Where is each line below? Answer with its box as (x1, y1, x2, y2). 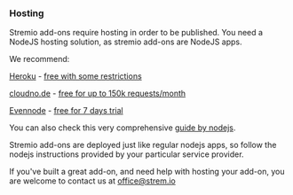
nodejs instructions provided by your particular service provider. (9, 149, 244, 160)
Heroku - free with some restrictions (9, 71, 142, 82)
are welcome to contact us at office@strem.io (9, 175, 176, 186)
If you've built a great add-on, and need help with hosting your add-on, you (9, 167, 285, 177)
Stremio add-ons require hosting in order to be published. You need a (9, 27, 264, 38)
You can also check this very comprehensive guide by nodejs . (9, 122, 236, 133)
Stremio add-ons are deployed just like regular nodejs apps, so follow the (9, 140, 277, 151)
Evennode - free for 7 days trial (9, 105, 123, 116)
